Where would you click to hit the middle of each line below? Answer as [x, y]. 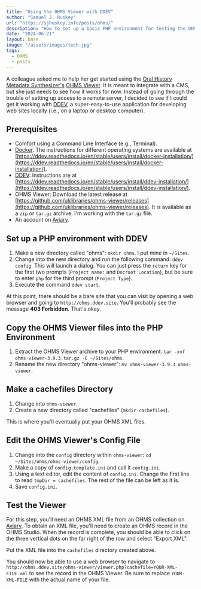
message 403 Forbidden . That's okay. [54, 309]
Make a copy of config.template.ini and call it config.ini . [88, 467]
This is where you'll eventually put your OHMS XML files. [76, 421]
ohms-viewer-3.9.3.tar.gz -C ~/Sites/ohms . [69, 358]
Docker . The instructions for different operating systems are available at [103, 150]
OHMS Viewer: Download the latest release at [71, 194]
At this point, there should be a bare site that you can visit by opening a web [100, 296]
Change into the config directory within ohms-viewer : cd [83, 455]
